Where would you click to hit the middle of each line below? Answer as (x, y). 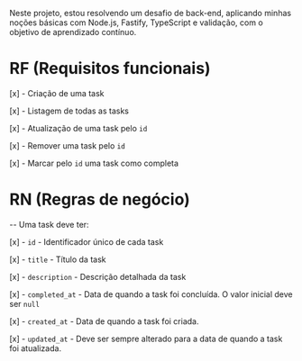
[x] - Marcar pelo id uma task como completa (94, 163)
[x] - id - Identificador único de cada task (87, 241)
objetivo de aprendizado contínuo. (73, 32)
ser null (25, 303)
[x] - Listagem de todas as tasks (69, 111)
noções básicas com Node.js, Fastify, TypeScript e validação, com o (136, 23)
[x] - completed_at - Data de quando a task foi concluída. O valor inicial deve (151, 294)
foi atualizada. (35, 348)
